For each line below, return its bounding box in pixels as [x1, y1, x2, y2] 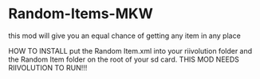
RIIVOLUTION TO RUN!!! [8, 62, 88, 72]
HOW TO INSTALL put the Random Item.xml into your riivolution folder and [8, 46, 253, 55]
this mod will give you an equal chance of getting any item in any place [8, 31, 241, 40]
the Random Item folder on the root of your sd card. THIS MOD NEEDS [8, 55, 239, 64]
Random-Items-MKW [8, 5, 153, 23]
